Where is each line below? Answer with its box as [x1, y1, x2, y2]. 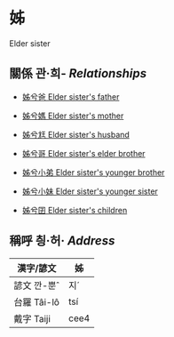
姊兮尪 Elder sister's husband [21, 129, 130, 140]
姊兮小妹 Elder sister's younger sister [21, 186, 158, 197]
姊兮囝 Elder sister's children [21, 205, 128, 215]
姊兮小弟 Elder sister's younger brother [21, 166, 165, 178]
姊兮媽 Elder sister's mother [21, 110, 124, 121]
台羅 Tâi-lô [13, 295, 60, 308]
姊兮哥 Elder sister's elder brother [21, 148, 146, 158]
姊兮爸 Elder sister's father [21, 91, 120, 102]
